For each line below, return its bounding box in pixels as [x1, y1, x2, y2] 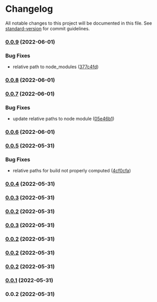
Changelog [5, 3, 53, 15]
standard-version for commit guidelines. [5, 25, 90, 31]
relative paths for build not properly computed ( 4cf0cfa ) [12, 168, 131, 174]
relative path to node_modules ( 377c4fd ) [12, 64, 99, 70]
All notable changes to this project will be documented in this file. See [5, 20, 152, 26]
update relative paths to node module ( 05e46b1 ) [12, 116, 115, 122]
